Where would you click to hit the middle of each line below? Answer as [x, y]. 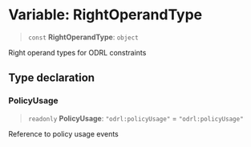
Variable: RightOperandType [105, 15]
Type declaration [51, 78]
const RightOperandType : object [83, 37]
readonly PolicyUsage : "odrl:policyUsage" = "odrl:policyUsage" [136, 118]
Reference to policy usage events [63, 133]
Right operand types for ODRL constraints [77, 52]
